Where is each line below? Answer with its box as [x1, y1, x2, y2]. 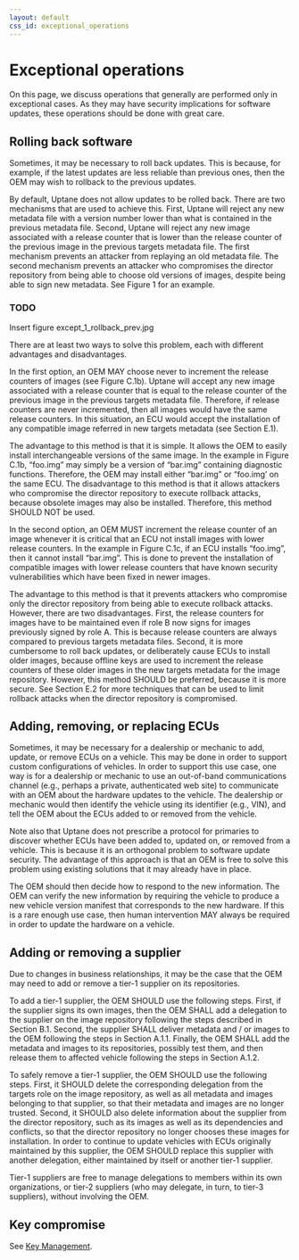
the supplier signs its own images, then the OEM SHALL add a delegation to [9, 1005, 287, 1015]
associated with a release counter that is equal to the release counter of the [9, 385, 287, 395]
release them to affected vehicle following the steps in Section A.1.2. [9, 1052, 261, 1063]
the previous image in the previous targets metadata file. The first [9, 242, 250, 253]
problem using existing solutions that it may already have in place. [9, 864, 252, 875]
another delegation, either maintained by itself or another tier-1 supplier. [9, 1155, 273, 1165]
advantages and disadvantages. [9, 349, 128, 360]
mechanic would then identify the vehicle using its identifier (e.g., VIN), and [9, 800, 287, 810]
